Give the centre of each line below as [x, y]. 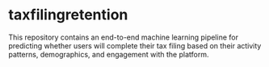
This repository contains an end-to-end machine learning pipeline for [123, 37]
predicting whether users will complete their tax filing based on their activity [135, 45]
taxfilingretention [68, 15]
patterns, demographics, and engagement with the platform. [109, 54]
